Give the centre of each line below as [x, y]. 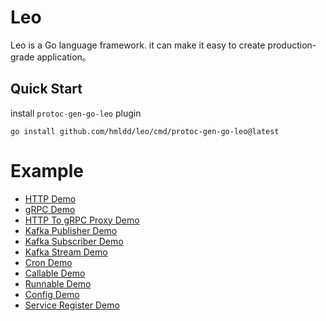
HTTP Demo [50, 198]
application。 [64, 57]
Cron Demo [48, 262]
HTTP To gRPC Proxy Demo [82, 220]
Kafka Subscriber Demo [74, 241]
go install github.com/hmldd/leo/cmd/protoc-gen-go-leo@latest [145, 131]
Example [47, 170]
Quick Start [46, 89]
